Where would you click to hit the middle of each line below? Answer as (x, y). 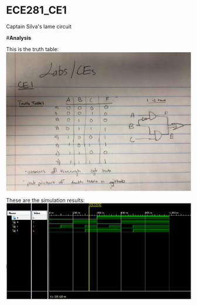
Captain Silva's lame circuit (39, 26)
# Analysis (19, 38)
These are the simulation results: (45, 200)
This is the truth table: (33, 49)
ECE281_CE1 (37, 10)
